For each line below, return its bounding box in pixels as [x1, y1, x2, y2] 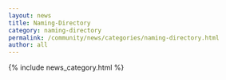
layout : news [8, 11, 52, 20]
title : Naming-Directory [8, 19, 91, 27]
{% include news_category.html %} [8, 63, 125, 72]
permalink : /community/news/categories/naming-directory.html [8, 33, 220, 42]
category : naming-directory [8, 26, 102, 34]
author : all [8, 41, 48, 49]
